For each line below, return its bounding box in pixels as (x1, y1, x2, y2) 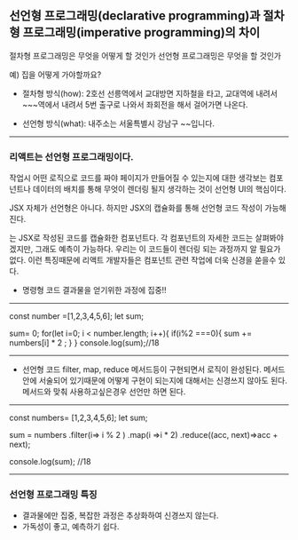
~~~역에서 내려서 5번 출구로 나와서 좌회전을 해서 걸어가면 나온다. (21, 99, 248, 109)
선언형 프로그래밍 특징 (9, 488, 98, 501)
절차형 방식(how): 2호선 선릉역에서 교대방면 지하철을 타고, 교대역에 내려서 (21, 88, 278, 99)
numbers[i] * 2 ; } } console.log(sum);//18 (9, 337, 160, 348)
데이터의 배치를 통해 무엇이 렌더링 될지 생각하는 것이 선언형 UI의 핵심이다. (32, 184, 286, 195)
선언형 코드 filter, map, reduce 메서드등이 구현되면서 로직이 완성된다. (21, 364, 262, 375)
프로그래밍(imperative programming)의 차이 (22, 25, 261, 40)
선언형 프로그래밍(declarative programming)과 (9, 8, 261, 24)
